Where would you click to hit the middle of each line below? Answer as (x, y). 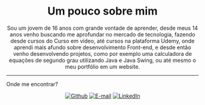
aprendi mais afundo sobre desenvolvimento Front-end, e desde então (103, 47)
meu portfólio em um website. (103, 66)
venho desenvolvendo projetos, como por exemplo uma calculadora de (103, 53)
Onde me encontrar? (32, 84)
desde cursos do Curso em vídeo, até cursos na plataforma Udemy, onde (103, 41)
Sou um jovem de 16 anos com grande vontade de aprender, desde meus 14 (103, 28)
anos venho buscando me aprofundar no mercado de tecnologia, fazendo (103, 34)
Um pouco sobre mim (103, 11)
